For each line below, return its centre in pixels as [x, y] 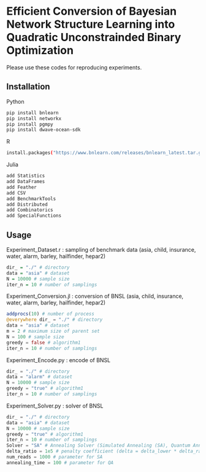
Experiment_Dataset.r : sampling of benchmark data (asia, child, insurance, [101, 249]
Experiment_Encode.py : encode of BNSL [59, 360]
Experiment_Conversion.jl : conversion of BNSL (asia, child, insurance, [95, 296]
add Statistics [26, 176]
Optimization [40, 51]
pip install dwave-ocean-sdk [44, 130]
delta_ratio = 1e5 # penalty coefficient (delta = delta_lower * [91, 451]
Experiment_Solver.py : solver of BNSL [55, 406]
